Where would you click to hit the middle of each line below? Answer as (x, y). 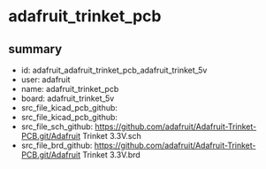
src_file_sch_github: (57, 127)
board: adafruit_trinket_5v (68, 98)
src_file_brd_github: (57, 145)
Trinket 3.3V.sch (112, 136)
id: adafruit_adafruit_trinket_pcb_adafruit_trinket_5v (114, 70)
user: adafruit (46, 80)
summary (35, 49)
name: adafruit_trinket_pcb (70, 89)
